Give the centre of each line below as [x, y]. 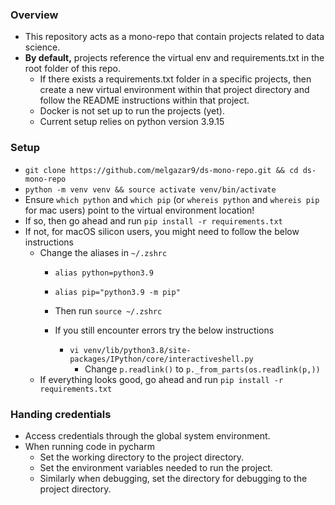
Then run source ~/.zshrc [108, 310]
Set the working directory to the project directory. [142, 457]
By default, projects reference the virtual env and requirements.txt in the [174, 58]
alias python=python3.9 [104, 273]
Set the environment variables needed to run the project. [156, 467]
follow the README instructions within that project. [144, 100]
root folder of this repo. [72, 69]
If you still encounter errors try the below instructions [164, 330]
